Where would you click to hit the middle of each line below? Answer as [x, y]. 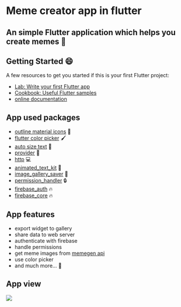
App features [31, 214]
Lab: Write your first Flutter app [52, 87]
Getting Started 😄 [40, 61]
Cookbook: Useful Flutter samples [55, 93]
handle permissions [38, 247]
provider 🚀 [27, 153]
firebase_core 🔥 [34, 196]
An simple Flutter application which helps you [91, 32]
